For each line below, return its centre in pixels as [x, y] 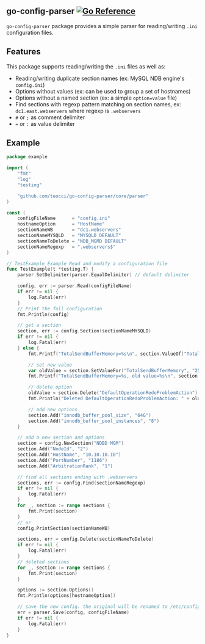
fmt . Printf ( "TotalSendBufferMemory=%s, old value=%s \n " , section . [114, 376]
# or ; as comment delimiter [50, 117]
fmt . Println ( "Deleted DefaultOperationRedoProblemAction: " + [109, 399]
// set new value [50, 365]
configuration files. [30, 32]
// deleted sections [43, 562]
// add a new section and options [61, 437]
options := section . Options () [56, 590]
